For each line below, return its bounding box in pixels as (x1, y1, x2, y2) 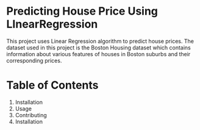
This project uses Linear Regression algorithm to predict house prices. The (6, 37, 194, 45)
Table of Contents (6, 78, 99, 92)
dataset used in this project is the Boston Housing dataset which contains (6, 44, 191, 51)
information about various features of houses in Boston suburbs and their (6, 50, 191, 57)
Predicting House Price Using (6, 4, 159, 18)
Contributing (15, 111, 47, 118)
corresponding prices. (6, 57, 62, 64)
